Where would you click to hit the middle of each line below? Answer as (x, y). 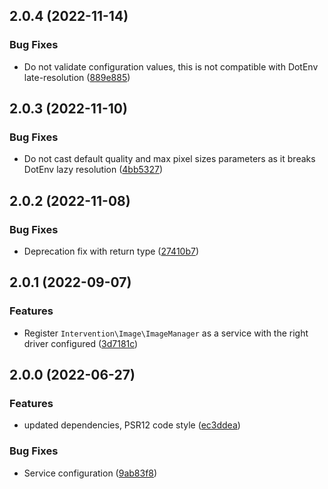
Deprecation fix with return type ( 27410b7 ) (111, 251)
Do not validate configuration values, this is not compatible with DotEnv (171, 66)
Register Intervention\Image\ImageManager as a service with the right (166, 333)
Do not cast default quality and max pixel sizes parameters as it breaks (169, 159)
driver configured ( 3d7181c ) (81, 343)
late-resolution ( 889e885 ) (77, 77)
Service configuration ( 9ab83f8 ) (90, 473)
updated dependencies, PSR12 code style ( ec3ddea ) (132, 425)
